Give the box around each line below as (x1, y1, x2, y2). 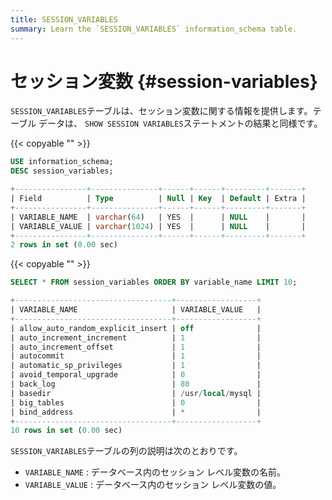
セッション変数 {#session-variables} (10, 70, 318, 93)
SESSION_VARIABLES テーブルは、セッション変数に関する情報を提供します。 (10, 105, 313, 117)
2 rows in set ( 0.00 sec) (10, 240, 118, 250)
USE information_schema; (10, 157, 114, 167)
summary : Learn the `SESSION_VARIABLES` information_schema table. (10, 24, 298, 34)
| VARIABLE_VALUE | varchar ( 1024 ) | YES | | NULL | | (10, 221, 307, 231)
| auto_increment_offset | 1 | (10, 342, 262, 352)
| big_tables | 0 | (10, 397, 262, 408)
